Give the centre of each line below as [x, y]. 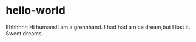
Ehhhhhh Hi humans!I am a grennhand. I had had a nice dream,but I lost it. [98, 27]
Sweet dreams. [25, 33]
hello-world [36, 10]
